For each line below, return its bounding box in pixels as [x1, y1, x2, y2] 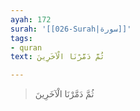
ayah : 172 [10, 14, 52, 25]
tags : [10, 33, 33, 43]
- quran [10, 42, 43, 53]
